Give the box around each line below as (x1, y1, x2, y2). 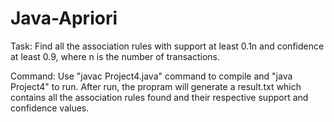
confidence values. (10, 102, 90, 114)
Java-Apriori (10, 7, 118, 30)
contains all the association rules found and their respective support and (10, 91, 309, 103)
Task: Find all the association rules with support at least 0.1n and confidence (10, 40, 325, 52)
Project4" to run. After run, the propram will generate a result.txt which (10, 80, 302, 92)
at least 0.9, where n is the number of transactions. (10, 50, 221, 62)
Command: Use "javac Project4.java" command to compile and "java (10, 70, 293, 82)
